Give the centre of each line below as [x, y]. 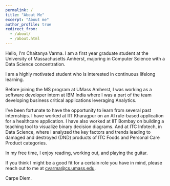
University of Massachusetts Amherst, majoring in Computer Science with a [85, 58]
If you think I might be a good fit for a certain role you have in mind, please [84, 162]
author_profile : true [28, 24]
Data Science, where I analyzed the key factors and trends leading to [78, 132]
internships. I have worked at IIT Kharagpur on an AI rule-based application [84, 115]
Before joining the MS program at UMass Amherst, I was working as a [79, 89]
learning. [15, 79]
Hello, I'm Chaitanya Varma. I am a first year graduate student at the [77, 53]
